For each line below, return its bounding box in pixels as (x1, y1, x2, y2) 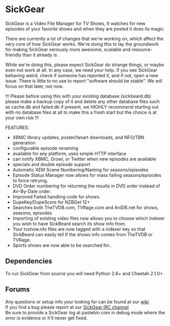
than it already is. (22, 52, 58, 58)
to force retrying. (12, 177, 48, 183)
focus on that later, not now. (5, 83, 63, 89)
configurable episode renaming (12, 145, 79, 151)
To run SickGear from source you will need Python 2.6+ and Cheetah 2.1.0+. (5, 270, 164, 276)
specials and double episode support (12, 161, 90, 167)
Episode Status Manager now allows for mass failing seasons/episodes (12, 172, 161, 178)
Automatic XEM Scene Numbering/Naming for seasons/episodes (12, 167, 149, 173)
